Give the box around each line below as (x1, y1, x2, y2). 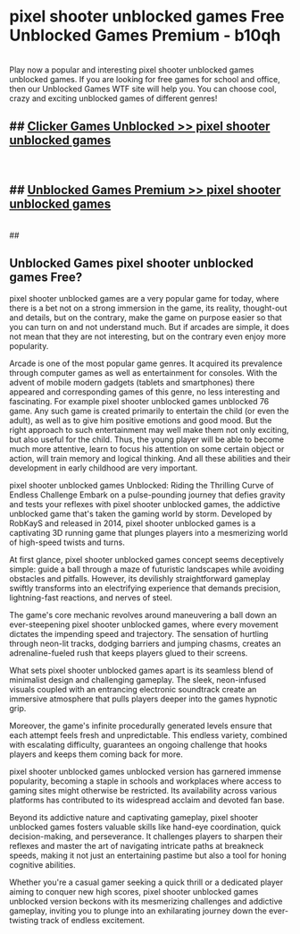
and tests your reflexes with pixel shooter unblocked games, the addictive (9, 499, 281, 510)
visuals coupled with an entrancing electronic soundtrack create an (9, 684, 257, 695)
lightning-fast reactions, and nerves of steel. (9, 592, 172, 603)
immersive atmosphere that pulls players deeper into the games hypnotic (9, 693, 279, 704)
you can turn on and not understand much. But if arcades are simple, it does (9, 322, 290, 333)
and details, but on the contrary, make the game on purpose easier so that (9, 312, 283, 323)
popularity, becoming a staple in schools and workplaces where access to (9, 776, 282, 786)
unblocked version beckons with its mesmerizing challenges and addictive (9, 896, 283, 907)
